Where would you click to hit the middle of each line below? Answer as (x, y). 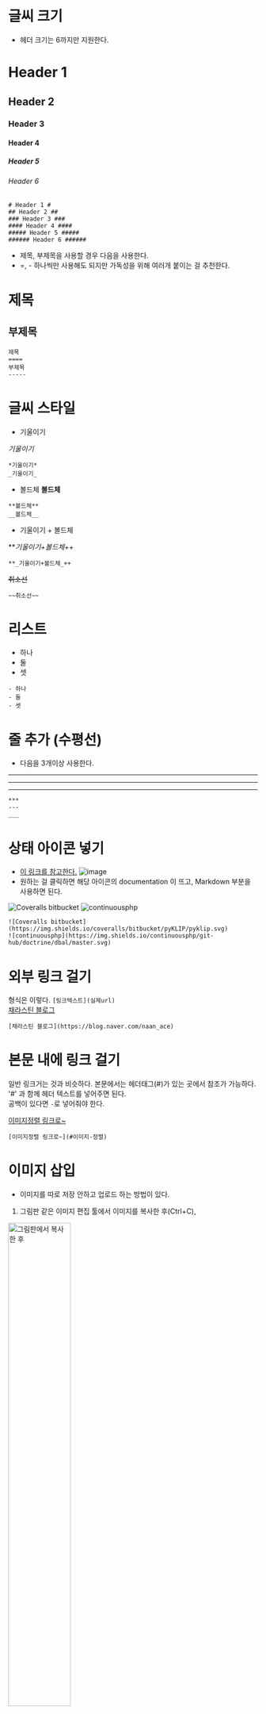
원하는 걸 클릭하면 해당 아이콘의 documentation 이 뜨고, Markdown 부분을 (135, 882)
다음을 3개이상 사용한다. (57, 763)
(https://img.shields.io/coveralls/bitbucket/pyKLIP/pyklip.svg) (118, 929)
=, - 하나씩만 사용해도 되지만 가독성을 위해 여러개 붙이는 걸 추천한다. (125, 265)
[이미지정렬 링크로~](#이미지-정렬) (58, 1137)
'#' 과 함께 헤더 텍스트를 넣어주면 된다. (67, 1094)
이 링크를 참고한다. (48, 872)
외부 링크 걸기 (50, 977)
